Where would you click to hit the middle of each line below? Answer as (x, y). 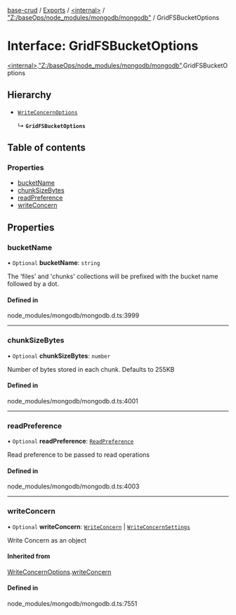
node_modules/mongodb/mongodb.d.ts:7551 (72, 604)
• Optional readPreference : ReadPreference (71, 441)
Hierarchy (29, 95)
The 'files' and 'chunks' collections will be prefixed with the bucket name (113, 276)
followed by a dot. (33, 284)
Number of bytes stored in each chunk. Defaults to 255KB (91, 369)
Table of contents (46, 148)
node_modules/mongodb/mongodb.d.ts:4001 (73, 401)
